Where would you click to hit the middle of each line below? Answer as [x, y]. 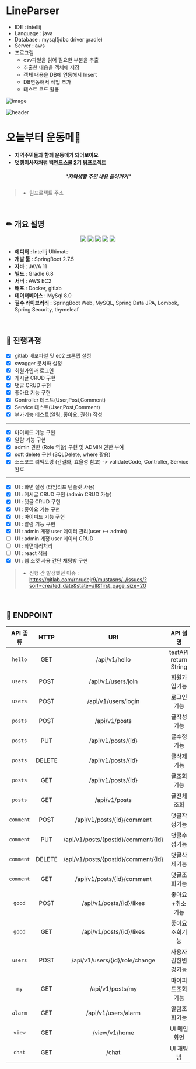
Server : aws [30, 46]
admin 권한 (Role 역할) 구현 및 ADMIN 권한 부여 [69, 447]
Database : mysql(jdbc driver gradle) [59, 39]
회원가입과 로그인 [34, 371]
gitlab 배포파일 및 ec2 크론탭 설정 [53, 356]
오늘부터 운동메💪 [44, 138]
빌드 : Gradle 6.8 [34, 273]
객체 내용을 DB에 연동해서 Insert [60, 74]
